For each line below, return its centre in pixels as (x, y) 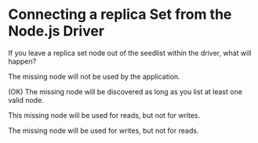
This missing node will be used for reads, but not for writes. (104, 115)
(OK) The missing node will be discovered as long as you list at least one (125, 91)
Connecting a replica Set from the (120, 15)
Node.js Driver (56, 31)
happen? (22, 61)
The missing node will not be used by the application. (94, 76)
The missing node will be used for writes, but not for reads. (104, 130)
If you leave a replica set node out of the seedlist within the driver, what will (130, 53)
